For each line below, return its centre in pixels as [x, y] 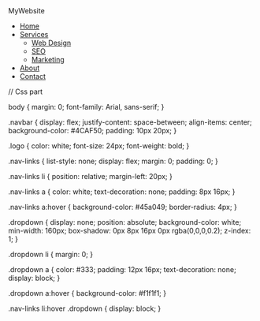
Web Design [51, 43]
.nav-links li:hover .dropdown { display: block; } [85, 308]
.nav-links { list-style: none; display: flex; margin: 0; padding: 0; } [113, 161]
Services [34, 34]
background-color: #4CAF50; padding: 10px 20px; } [93, 131]
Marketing [48, 60]
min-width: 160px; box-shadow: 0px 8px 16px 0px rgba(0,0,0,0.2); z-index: [130, 231]
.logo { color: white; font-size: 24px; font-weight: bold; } [99, 146]
